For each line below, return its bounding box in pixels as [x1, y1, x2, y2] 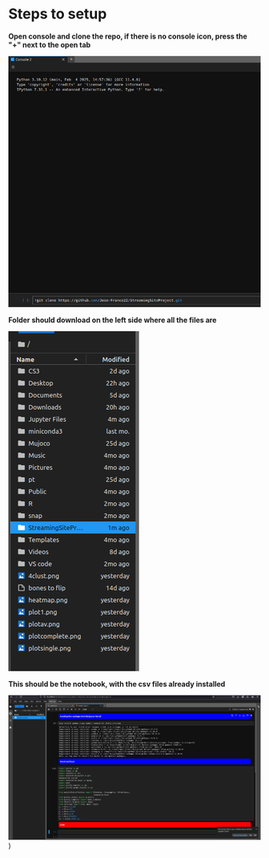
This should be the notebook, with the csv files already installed [8, 679, 226, 688]
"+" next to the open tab [8, 39, 91, 49]
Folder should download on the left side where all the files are [8, 315, 217, 325]
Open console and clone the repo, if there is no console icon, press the [8, 31, 248, 41]
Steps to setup [8, 5, 107, 23]
